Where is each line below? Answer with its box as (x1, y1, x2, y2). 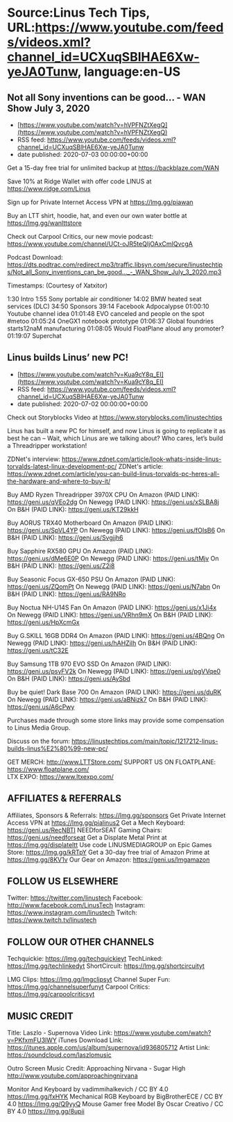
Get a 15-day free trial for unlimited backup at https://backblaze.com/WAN (7, 164, 220, 171)
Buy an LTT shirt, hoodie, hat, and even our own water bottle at (7, 212, 187, 219)
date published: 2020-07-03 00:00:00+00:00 (17, 151, 148, 158)
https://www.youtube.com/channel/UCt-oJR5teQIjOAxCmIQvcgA (7, 240, 193, 248)
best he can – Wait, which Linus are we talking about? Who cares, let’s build (7, 434, 223, 442)
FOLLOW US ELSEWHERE (7, 876, 119, 887)
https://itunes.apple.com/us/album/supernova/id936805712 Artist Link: (7, 1044, 210, 1052)
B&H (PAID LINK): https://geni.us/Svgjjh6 (7, 533, 123, 542)
